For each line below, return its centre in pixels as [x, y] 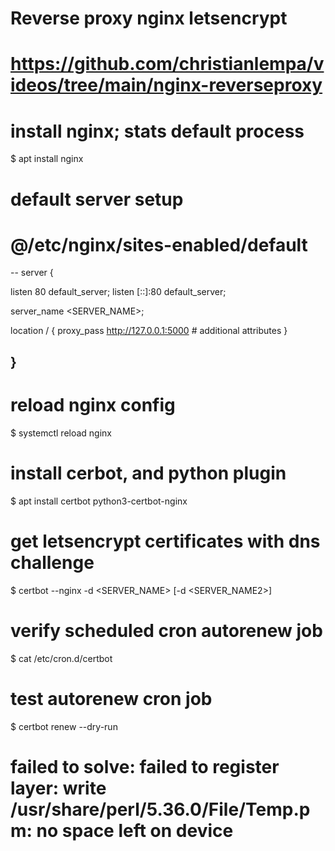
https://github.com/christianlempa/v [167, 64]
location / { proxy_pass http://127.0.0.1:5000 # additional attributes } [149, 331]
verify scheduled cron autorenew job [166, 630]
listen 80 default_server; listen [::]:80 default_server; [118, 292]
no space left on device [135, 830]
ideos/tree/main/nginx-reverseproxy [166, 85]
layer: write [58, 788]
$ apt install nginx [47, 159]
